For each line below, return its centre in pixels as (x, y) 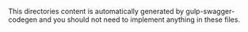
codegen (23, 20)
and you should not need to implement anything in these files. (139, 20)
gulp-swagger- (210, 11)
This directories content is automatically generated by (96, 11)
